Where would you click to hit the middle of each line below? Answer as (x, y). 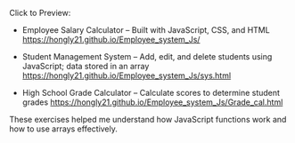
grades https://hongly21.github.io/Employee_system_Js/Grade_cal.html (152, 102)
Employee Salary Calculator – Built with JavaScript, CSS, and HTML (146, 30)
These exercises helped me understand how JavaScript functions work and (148, 119)
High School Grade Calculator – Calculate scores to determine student (151, 93)
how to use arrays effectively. (64, 129)
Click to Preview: (40, 13)
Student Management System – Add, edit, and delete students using (147, 56)
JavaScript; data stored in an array (86, 66)
